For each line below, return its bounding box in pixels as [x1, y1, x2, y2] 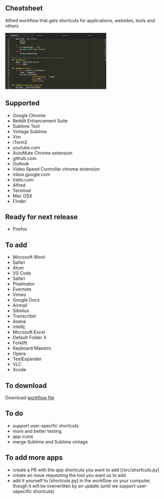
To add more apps [5, 454, 63, 462]
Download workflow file [5, 395, 54, 401]
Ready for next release [5, 213, 78, 221]
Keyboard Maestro [12, 345, 51, 351]
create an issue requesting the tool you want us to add [12, 472, 126, 478]
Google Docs [12, 297, 40, 303]
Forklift [12, 340, 28, 346]
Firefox [12, 226, 28, 232]
